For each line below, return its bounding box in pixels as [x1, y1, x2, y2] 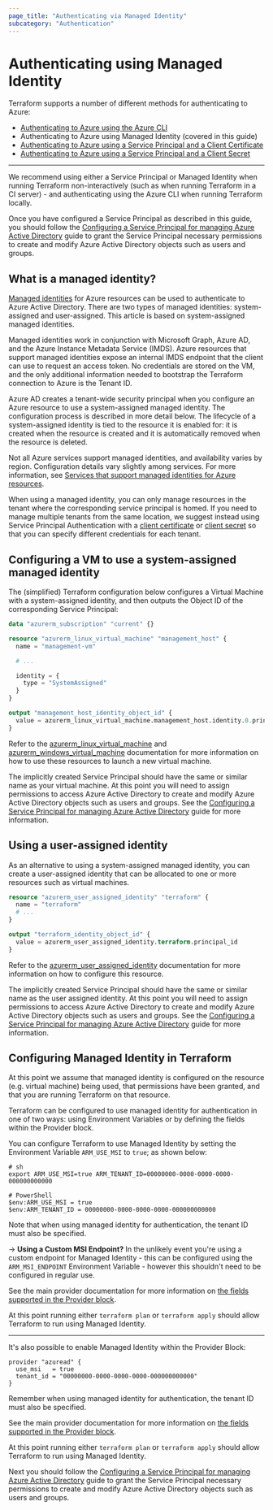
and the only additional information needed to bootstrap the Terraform [8, 370, 244, 380]
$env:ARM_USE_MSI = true [8, 1199, 93, 1207]
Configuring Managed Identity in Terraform [8, 1052, 232, 1065]
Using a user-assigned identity [8, 839, 168, 853]
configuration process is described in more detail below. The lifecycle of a [8, 411, 256, 421]
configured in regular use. [8, 1270, 95, 1280]
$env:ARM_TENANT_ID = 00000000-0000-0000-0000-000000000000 [8, 1206, 217, 1214]
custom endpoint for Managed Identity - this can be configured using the [8, 1253, 253, 1263]
